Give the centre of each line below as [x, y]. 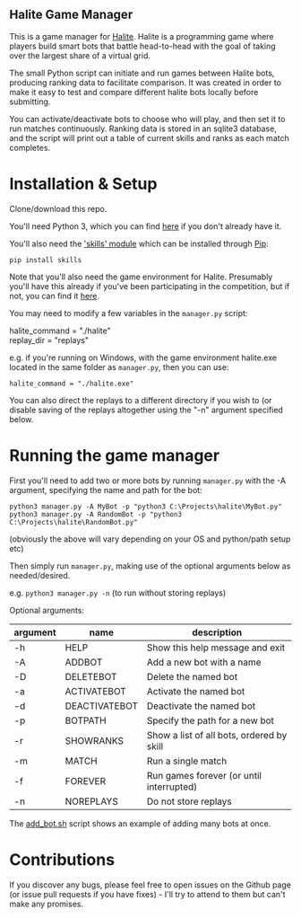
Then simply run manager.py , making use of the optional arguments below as [150, 566]
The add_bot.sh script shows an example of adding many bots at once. [140, 823]
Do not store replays [189, 801]
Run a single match [187, 761]
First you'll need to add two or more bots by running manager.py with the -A [148, 481]
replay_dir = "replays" [49, 340]
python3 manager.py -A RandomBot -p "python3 [95, 514]
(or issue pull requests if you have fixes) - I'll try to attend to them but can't [147, 894]
